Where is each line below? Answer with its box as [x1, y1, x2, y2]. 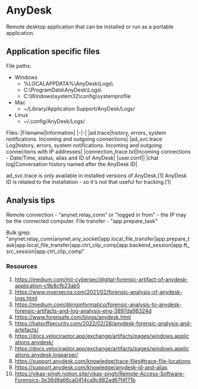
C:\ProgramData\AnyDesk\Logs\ [23, 86, 102, 93]
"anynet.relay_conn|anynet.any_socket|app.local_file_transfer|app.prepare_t [6, 235, 190, 242]
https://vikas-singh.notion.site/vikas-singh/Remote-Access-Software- [14, 370, 185, 377]
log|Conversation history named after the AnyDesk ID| [6, 160, 137, 167]
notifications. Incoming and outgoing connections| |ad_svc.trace [6, 135, 163, 142]
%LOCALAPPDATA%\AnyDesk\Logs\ [23, 80, 113, 87]
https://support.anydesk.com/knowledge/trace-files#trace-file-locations [14, 357, 191, 364]
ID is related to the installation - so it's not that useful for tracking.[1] [6, 178, 171, 185]
